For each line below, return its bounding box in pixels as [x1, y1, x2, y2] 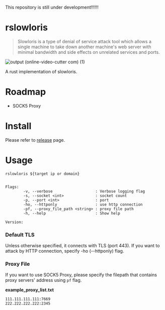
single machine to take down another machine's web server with [17, 44, 152, 50]
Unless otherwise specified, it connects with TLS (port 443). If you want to [5, 243, 160, 249]
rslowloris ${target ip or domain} [5, 171, 80, 176]
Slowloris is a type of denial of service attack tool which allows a [17, 38, 152, 44]
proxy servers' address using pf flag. [5, 277, 82, 283]
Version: [5, 220, 24, 225]
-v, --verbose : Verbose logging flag [23, 188, 145, 194]
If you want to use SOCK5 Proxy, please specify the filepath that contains [5, 272, 157, 278]
